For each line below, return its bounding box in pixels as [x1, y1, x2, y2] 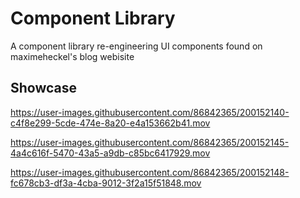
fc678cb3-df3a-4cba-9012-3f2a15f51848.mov [10, 177, 202, 189]
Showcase [10, 80, 78, 97]
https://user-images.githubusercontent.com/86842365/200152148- [10, 166, 290, 178]
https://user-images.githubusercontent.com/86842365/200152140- [10, 106, 290, 118]
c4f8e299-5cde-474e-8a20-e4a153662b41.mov [10, 117, 211, 129]
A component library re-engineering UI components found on [10, 40, 263, 52]
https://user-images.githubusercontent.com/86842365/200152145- [10, 136, 290, 148]
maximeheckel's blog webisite [10, 50, 135, 62]
